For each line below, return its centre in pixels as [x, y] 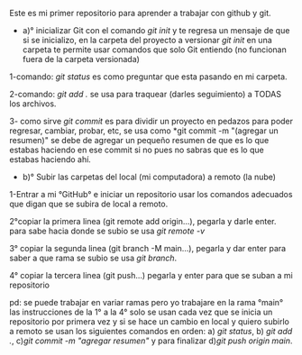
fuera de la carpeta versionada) [81, 59]
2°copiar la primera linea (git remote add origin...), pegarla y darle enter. [143, 221]
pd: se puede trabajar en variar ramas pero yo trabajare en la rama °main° [146, 302]
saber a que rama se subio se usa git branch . [93, 258]
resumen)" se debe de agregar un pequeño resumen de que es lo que [139, 140]
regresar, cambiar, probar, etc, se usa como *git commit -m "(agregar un [144, 131]
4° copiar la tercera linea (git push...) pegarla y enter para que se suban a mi [151, 275]
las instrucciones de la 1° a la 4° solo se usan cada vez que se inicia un [141, 312]
